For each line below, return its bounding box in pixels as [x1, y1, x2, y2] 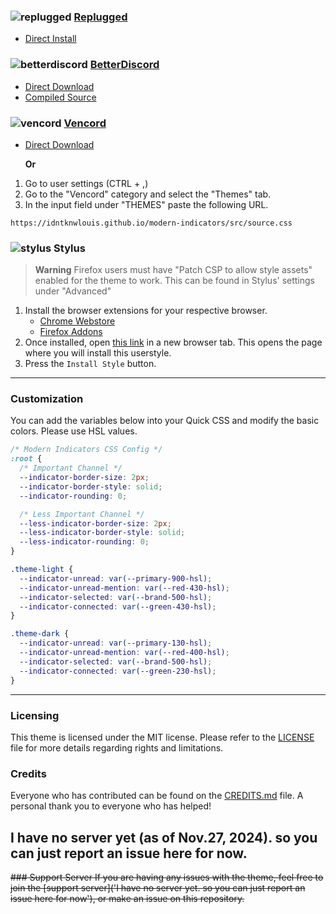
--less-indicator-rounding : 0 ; [19, 537, 150, 547]
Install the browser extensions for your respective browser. [24, 305, 268, 317]
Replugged [73, 10, 128, 24]
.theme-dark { [10, 629, 70, 639]
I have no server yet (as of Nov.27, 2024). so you [10, 829, 318, 846]
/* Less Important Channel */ [19, 509, 145, 519]
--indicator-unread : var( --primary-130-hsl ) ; [19, 638, 213, 649]
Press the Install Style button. [24, 358, 157, 370]
